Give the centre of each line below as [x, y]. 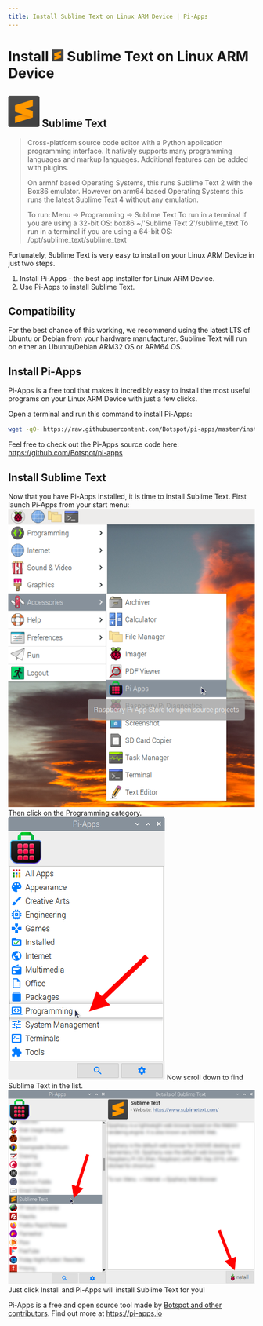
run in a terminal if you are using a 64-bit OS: [100, 231]
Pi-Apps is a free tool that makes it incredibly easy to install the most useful [130, 391]
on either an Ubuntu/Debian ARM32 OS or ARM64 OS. [95, 347]
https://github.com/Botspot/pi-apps [65, 453]
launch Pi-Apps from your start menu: [69, 504]
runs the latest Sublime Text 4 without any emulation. [113, 199]
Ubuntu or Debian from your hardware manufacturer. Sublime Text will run [128, 338]
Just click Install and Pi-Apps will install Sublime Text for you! [107, 1289]
